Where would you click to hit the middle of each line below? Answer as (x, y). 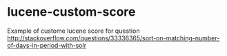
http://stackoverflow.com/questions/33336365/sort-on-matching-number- (113, 38)
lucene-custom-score (71, 12)
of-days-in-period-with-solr (47, 45)
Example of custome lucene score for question (73, 31)
